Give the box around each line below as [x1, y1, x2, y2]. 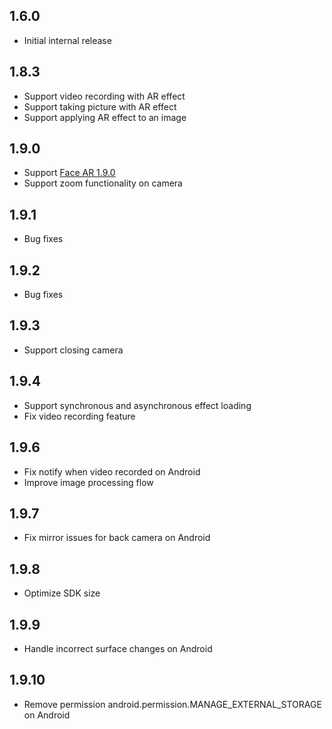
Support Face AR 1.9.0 [23, 167, 116, 179]
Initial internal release [23, 34, 112, 46]
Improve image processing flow [23, 476, 154, 488]
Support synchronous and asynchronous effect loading [23, 399, 252, 411]
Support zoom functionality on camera [23, 177, 183, 189]
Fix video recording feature [23, 410, 136, 422]
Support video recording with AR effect [23, 90, 186, 102]
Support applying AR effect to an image [23, 111, 187, 123]
